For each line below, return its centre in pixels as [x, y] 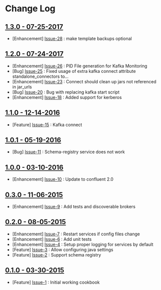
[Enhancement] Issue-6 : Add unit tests [52, 239]
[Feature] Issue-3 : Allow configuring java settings [63, 250]
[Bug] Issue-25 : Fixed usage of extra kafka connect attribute [74, 71]
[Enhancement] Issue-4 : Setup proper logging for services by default [83, 244]
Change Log [30, 9]
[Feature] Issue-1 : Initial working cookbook [56, 282]
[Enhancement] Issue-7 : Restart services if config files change [76, 234]
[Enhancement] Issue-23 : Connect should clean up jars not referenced [84, 81]
